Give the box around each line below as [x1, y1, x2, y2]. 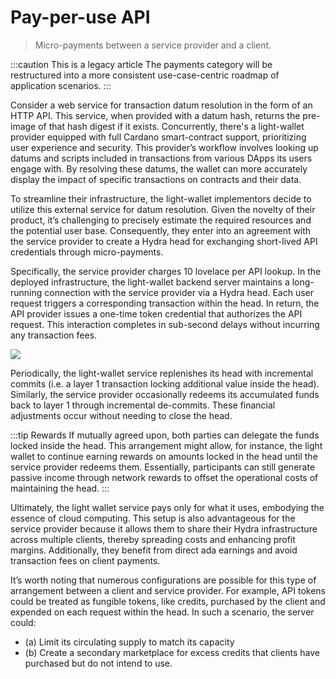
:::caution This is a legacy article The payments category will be [10, 58, 273, 70]
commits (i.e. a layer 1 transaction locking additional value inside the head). [10, 377, 320, 390]
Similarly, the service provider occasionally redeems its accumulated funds [10, 388, 320, 400]
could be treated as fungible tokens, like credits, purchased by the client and [10, 595, 326, 607]
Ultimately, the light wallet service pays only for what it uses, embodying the [10, 501, 325, 513]
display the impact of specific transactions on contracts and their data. [10, 173, 302, 185]
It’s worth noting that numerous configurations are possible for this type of [10, 574, 317, 586]
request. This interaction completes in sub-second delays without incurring [10, 318, 320, 330]
